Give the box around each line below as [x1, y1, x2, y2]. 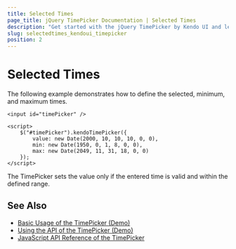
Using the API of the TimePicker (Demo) [17, 226, 133, 234]
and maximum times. [7, 97, 68, 106]
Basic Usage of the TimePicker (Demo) [17, 218, 131, 227]
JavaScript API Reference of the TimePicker [17, 233, 145, 242]
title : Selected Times [7, 10, 74, 18]
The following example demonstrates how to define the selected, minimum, [7, 90, 225, 98]
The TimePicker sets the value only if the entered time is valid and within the [7, 173, 228, 181]
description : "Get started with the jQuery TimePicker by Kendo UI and [7, 23, 221, 30]
